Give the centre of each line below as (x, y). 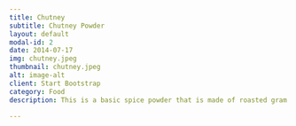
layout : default (39, 34)
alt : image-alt (37, 75)
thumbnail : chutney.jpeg (55, 67)
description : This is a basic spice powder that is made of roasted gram (148, 100)
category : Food (37, 91)
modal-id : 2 (31, 42)
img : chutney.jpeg (43, 59)
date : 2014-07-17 (41, 51)
